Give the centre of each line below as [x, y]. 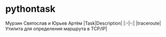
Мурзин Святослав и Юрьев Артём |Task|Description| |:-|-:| [70, 23]
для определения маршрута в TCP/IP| [66, 28]
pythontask [30, 9]
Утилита [14, 28]
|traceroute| [149, 23]
